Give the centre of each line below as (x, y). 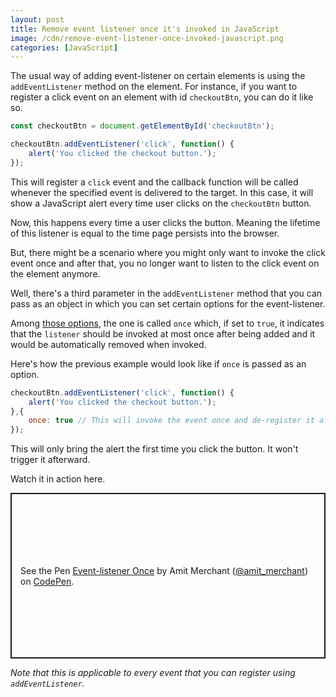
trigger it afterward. (50, 460)
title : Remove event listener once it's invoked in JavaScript (145, 29)
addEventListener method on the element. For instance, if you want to (154, 87)
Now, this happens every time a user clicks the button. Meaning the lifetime (165, 222)
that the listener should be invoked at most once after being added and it (163, 333)
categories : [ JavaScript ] (64, 47)
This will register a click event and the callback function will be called (154, 182)
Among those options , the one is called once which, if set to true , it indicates (167, 323)
